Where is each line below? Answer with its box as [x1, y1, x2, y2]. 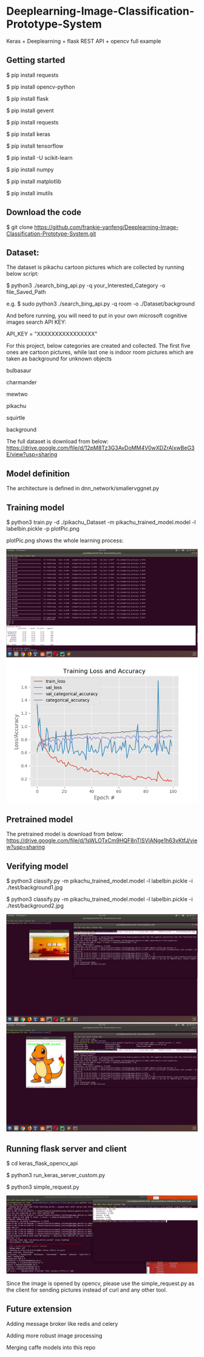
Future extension [6, 1304, 72, 1314]
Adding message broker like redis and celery [6, 1320, 118, 1327]
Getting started [6, 55, 66, 65]
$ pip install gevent [6, 107, 54, 114]
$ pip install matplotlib [6, 177, 62, 185]
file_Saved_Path [6, 288, 46, 296]
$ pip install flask [6, 95, 49, 102]
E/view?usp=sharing [6, 451, 58, 458]
